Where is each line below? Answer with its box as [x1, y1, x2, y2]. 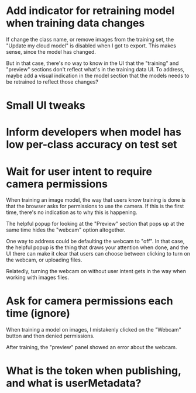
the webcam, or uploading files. [6, 256, 82, 264]
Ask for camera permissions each [6, 294, 174, 308]
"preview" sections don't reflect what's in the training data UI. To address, [6, 65, 185, 73]
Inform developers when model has [6, 126, 182, 139]
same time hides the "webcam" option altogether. [6, 226, 126, 233]
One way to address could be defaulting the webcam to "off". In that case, [6, 238, 185, 245]
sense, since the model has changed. [6, 48, 97, 55]
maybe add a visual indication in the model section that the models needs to [6, 72, 190, 79]
